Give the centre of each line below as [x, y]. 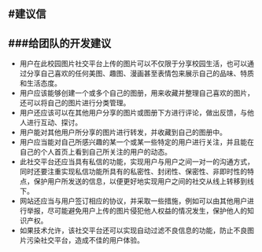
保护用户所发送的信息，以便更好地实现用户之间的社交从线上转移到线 [144, 181]
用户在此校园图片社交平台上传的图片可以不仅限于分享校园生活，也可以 [133, 64]
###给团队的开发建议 [60, 43]
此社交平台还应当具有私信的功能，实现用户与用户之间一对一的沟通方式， [137, 162]
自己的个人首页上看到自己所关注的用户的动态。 [95, 152]
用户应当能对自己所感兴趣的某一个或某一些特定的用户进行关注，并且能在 [137, 142]
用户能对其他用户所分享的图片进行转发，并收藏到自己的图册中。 [123, 133]
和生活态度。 [40, 83]
